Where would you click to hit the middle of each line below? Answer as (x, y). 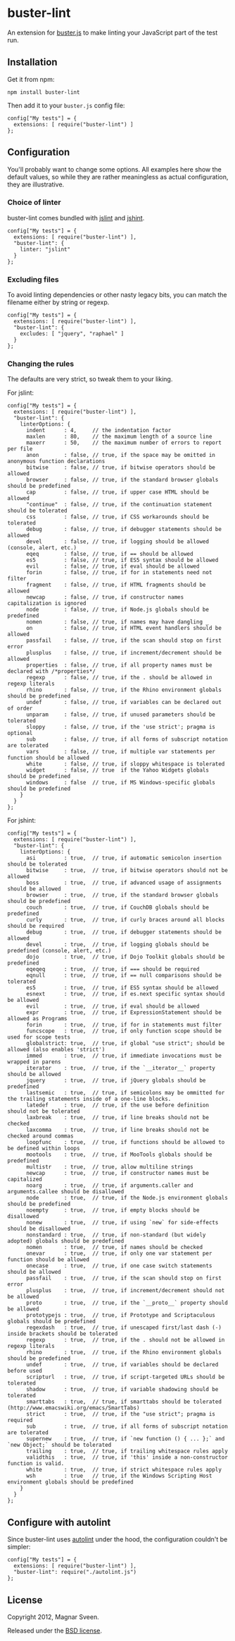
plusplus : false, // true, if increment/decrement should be (123, 653)
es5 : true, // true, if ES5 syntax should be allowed (122, 988)
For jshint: (22, 820)
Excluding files (33, 279)
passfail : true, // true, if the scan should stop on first (123, 1278)
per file (20, 449)
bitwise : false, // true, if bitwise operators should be (121, 467)
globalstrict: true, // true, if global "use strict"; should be (125, 1044)
